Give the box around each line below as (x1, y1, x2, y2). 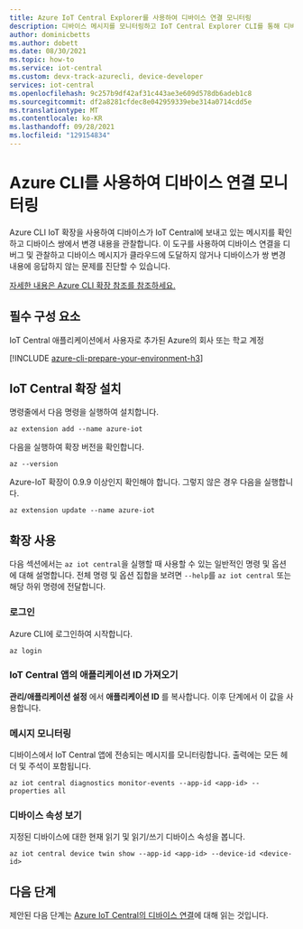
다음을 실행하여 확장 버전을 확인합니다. (9, 442, 144, 453)
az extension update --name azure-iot (9, 506, 155, 515)
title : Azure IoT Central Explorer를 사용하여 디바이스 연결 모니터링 (9, 13, 252, 23)
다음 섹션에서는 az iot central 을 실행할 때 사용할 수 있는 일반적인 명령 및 (9, 558, 271, 569)
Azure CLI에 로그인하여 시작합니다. (9, 628, 133, 639)
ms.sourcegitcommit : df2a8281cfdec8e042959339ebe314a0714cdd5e (9, 97, 252, 107)
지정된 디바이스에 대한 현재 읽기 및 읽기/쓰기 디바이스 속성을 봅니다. (9, 831, 246, 842)
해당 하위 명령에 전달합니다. (9, 581, 106, 592)
